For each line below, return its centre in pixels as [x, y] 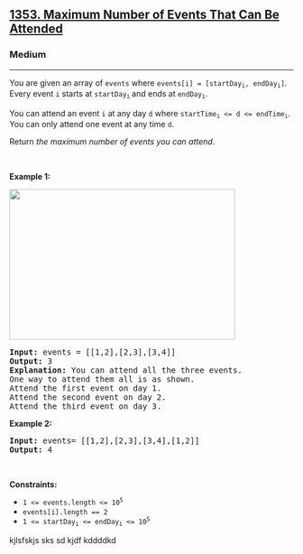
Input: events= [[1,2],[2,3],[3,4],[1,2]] [105, 441]
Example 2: [31, 424]
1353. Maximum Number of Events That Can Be [144, 15]
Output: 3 [31, 361]
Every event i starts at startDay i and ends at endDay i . [109, 94]
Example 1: [30, 177]
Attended [36, 29]
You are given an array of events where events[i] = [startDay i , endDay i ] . [148, 83]
